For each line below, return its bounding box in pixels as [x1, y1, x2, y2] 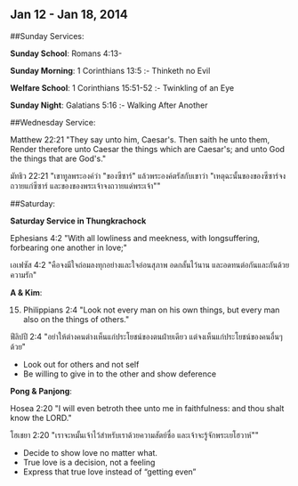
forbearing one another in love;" [10, 242, 128, 253]
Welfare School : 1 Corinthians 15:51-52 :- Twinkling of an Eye [10, 82, 235, 93]
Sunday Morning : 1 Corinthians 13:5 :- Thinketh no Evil [10, 65, 211, 76]
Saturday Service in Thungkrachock [10, 215, 147, 226]
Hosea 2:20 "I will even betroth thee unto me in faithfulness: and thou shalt [10, 402, 285, 413]
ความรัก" [10, 269, 37, 279]
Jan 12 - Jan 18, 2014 [10, 7, 128, 22]
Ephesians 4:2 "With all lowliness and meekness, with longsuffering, [10, 232, 261, 243]
